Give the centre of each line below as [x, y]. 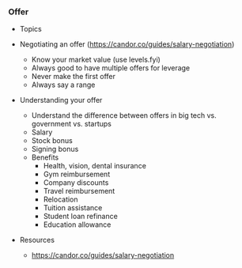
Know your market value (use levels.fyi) [96, 60]
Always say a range [63, 85]
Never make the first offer [74, 77]
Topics [30, 29]
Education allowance [77, 225]
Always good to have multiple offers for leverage [111, 68]
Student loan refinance [81, 217]
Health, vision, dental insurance [95, 166]
